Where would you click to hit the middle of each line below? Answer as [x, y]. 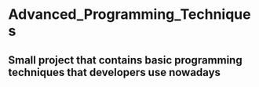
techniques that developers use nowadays [115, 72]
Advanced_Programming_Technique [129, 14]
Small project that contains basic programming [125, 60]
